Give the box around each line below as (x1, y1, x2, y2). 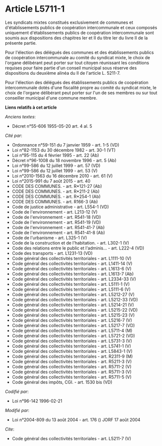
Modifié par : (5, 407, 30, 413)
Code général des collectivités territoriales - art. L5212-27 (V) (12, 291, 135, 297)
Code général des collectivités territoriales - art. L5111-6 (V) (12, 286, 131, 292)
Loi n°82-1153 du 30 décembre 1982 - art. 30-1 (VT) (12, 147, 116, 153)
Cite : (5, 426, 15, 432)
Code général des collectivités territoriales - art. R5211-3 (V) (12, 358, 132, 364)
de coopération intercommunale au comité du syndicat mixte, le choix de (5, 54, 150, 60)
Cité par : (5, 132, 23, 138)
